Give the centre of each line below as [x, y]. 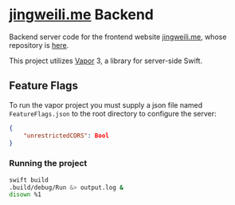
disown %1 [25, 195]
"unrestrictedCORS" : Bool [67, 136]
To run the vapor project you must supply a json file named [106, 104]
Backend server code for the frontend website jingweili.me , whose [118, 37]
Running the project [48, 164]
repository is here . [39, 45]
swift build [29, 180]
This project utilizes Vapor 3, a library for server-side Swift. [106, 61]
